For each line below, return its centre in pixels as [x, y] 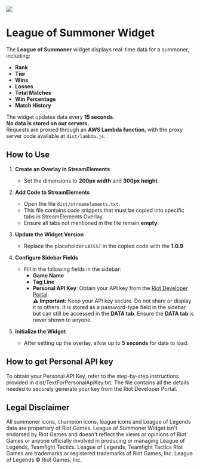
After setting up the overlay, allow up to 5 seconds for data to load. [106, 343]
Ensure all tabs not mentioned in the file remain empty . [91, 223]
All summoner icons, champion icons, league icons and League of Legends [99, 422]
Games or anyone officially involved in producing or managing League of [96, 441]
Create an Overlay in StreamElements [62, 169]
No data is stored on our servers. [48, 123]
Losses [24, 86]
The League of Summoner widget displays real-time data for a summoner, [98, 49]
